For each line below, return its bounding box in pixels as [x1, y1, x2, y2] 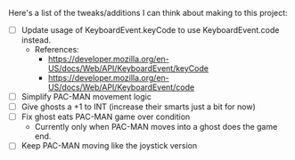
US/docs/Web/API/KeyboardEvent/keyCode [47, 63, 209, 74]
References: [34, 44, 79, 55]
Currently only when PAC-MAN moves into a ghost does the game [34, 122, 278, 132]
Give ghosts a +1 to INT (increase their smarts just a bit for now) [20, 101, 256, 112]
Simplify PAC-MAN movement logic [20, 92, 152, 102]
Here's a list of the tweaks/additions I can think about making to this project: [8, 8, 288, 18]
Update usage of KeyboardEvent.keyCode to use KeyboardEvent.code [20, 25, 280, 35]
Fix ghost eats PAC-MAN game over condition [20, 111, 191, 123]
